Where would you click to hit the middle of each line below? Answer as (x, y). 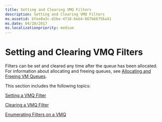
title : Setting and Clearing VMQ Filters (48, 10)
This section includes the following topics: (48, 86)
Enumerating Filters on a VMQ (36, 115)
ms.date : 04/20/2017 (26, 23)
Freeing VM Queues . (26, 76)
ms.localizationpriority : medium (40, 28)
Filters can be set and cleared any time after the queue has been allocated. (81, 66)
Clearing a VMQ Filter (27, 105)
